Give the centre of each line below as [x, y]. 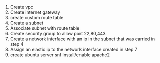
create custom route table [37, 18]
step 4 [17, 44]
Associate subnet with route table [45, 28]
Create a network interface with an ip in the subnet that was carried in [83, 39]
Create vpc [22, 7]
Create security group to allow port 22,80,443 [58, 34]
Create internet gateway [35, 12]
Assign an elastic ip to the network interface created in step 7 [73, 50]
